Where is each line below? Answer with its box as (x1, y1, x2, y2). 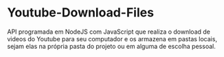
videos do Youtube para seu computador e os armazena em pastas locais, (7, 34, 218, 43)
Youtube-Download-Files (7, 5, 155, 21)
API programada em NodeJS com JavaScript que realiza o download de (7, 27, 211, 36)
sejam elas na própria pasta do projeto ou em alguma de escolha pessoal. (7, 42, 216, 50)
